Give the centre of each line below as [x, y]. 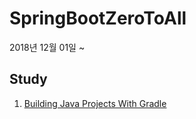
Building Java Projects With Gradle [95, 103]
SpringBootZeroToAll [98, 18]
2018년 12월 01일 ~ [47, 47]
